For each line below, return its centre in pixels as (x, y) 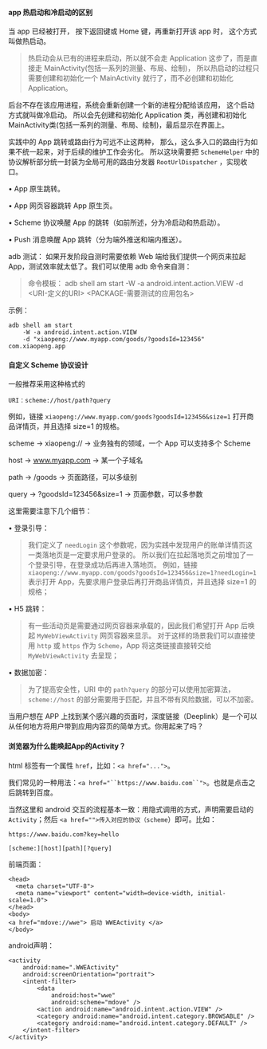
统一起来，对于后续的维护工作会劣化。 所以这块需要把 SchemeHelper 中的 (141, 152)
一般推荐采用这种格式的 (47, 384)
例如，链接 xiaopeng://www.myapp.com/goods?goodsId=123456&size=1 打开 (128, 416)
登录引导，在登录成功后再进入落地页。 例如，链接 (116, 565)
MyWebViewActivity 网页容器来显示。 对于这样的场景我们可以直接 (143, 636)
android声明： (31, 945)
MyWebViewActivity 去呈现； (73, 656)
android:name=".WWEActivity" (71, 967)
